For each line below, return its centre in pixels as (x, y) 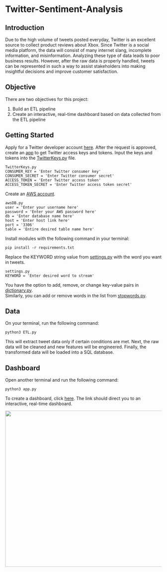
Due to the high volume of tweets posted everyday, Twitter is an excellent (80, 39)
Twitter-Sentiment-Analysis (64, 9)
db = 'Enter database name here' (40, 216)
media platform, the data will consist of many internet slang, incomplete (78, 50)
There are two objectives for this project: (47, 99)
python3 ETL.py (21, 332)
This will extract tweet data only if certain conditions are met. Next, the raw (82, 342)
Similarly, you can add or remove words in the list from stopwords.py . (76, 295)
